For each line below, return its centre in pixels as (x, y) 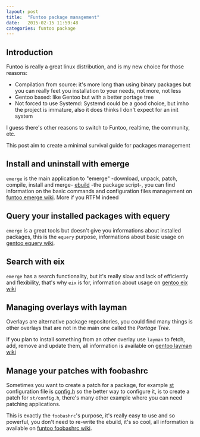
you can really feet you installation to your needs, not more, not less (98, 91)
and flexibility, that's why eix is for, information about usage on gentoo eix (97, 282)
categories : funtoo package (41, 28)
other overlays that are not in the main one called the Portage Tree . (88, 328)
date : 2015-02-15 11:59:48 (42, 23)
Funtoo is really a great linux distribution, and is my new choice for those (95, 67)
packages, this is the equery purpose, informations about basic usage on (95, 237)
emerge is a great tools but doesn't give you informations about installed (94, 230)
